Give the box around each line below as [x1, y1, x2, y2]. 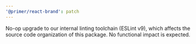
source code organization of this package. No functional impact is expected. [5, 31, 191, 38]
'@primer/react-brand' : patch [5, 8, 80, 15]
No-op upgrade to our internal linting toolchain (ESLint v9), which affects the [5, 25, 191, 32]
